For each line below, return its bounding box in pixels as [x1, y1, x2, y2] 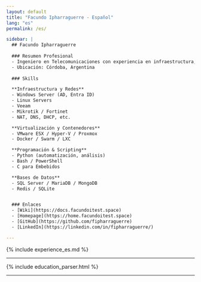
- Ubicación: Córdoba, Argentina [11, 64, 95, 70]
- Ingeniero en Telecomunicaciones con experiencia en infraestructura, [11, 58, 197, 65]
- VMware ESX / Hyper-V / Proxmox [11, 130, 98, 137]
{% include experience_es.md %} [6, 245, 89, 253]
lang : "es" [6, 20, 33, 26]
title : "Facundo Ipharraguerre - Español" [6, 14, 114, 20]
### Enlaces [11, 202, 42, 208]
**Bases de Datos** [11, 175, 60, 181]
